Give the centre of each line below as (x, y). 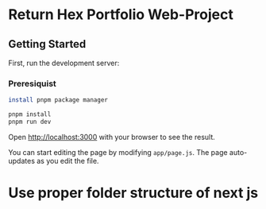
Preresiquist (33, 83)
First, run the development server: (64, 63)
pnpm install (30, 114)
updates (22, 161)
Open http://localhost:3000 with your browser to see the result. (112, 137)
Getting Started (47, 44)
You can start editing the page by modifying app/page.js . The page (118, 152)
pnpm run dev (30, 122)
